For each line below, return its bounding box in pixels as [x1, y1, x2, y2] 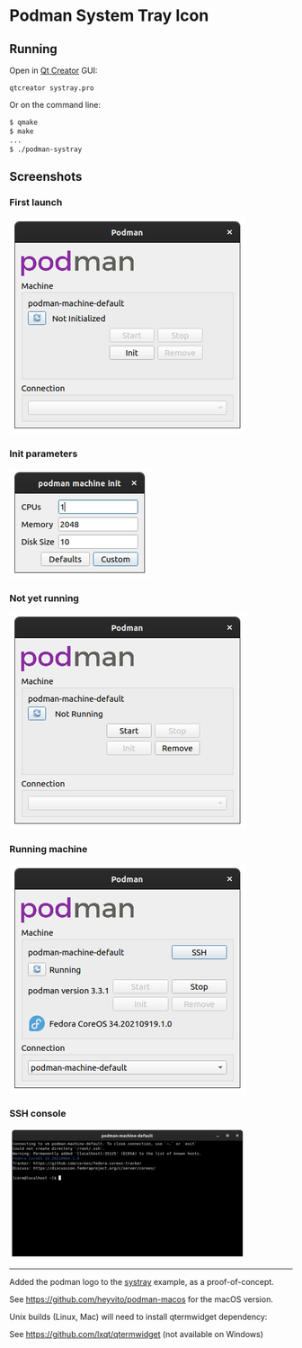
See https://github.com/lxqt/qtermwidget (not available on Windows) [9, 1328, 263, 1339]
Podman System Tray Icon [9, 5, 209, 26]
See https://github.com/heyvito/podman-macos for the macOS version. [9, 1293, 274, 1305]
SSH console [9, 1107, 67, 1119]
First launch [9, 196, 63, 209]
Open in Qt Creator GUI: [9, 65, 98, 76]
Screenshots [9, 169, 83, 184]
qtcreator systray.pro [9, 84, 94, 93]
